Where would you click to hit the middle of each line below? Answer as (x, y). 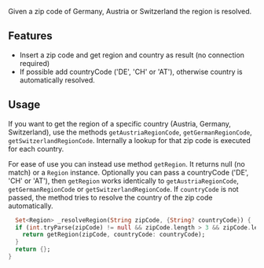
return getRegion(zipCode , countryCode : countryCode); (114, 235)
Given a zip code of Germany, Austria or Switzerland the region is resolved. (130, 11)
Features (30, 36)
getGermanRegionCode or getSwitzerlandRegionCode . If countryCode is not (123, 189)
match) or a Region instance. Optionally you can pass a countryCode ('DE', (128, 172)
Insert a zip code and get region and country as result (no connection (132, 55)
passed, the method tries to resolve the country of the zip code (110, 197)
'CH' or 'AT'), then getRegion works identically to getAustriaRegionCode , (124, 181)
